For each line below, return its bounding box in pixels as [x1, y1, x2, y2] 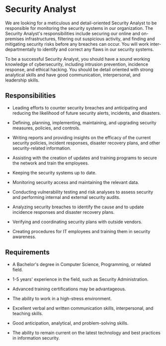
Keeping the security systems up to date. [12, 170, 97, 175]
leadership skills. [5, 77, 40, 83]
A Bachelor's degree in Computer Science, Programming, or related [12, 261, 151, 267]
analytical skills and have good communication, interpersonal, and [5, 72, 141, 78]
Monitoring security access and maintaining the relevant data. [12, 179, 139, 185]
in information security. [12, 335, 60, 341]
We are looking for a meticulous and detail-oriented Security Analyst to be [5, 20, 157, 26]
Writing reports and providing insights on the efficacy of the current [12, 134, 151, 140]
